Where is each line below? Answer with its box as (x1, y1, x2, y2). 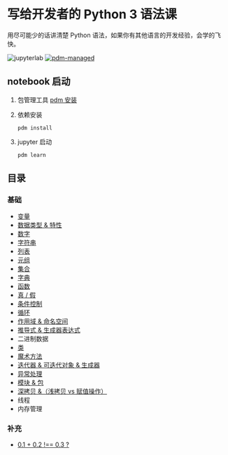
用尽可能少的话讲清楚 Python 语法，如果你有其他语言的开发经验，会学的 (7, 31, 215, 39)
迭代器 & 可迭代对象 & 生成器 (17, 361, 100, 370)
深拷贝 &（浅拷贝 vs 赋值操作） (17, 387, 107, 395)
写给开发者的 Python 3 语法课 (7, 6, 177, 22)
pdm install (17, 124, 52, 132)
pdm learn (17, 151, 47, 158)
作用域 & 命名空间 (17, 317, 69, 325)
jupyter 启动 (17, 137, 52, 146)
